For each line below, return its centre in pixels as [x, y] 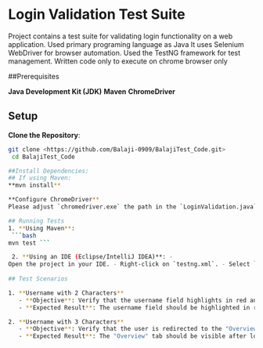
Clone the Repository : [44, 135]
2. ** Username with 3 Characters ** [66, 322]
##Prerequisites [34, 76]
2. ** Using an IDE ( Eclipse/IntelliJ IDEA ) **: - [92, 257]
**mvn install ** [34, 186]
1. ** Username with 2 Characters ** [66, 293]
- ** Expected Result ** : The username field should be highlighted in [134, 307]
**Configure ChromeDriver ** [54, 200]
